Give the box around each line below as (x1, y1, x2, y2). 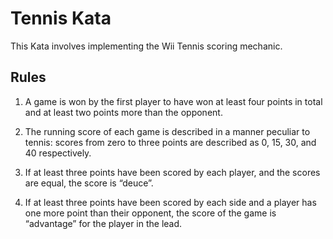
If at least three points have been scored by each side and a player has (24, 196, 317, 208)
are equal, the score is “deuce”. (24, 177, 154, 189)
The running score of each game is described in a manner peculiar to (24, 125, 311, 137)
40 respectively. (24, 147, 92, 159)
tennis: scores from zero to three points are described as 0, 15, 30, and (24, 136, 317, 148)
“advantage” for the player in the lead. (24, 217, 183, 229)
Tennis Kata (10, 7, 112, 30)
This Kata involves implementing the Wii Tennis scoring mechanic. (10, 40, 283, 52)
